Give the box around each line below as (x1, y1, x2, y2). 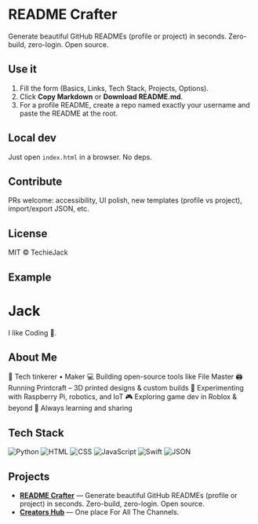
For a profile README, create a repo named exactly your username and (19, 100, 251, 109)
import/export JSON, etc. (8, 204, 90, 214)
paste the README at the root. (19, 108, 118, 118)
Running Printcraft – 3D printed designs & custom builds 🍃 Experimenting (8, 383, 245, 393)
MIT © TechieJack (8, 247, 68, 257)
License (8, 226, 48, 240)
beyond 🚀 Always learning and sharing (8, 403, 133, 413)
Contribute (8, 174, 63, 188)
